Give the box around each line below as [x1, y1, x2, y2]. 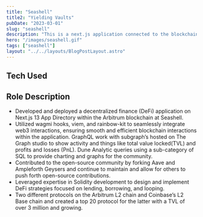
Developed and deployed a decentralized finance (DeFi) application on [14, 107, 192, 115]
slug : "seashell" [6, 25, 50, 32]
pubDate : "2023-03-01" [6, 20, 63, 26]
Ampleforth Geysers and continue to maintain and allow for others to [14, 165, 186, 173]
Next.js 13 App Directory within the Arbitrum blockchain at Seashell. [14, 113, 184, 121]
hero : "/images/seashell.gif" [6, 37, 83, 43]
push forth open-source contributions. [14, 172, 111, 179]
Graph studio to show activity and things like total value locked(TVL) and [14, 139, 196, 147]
